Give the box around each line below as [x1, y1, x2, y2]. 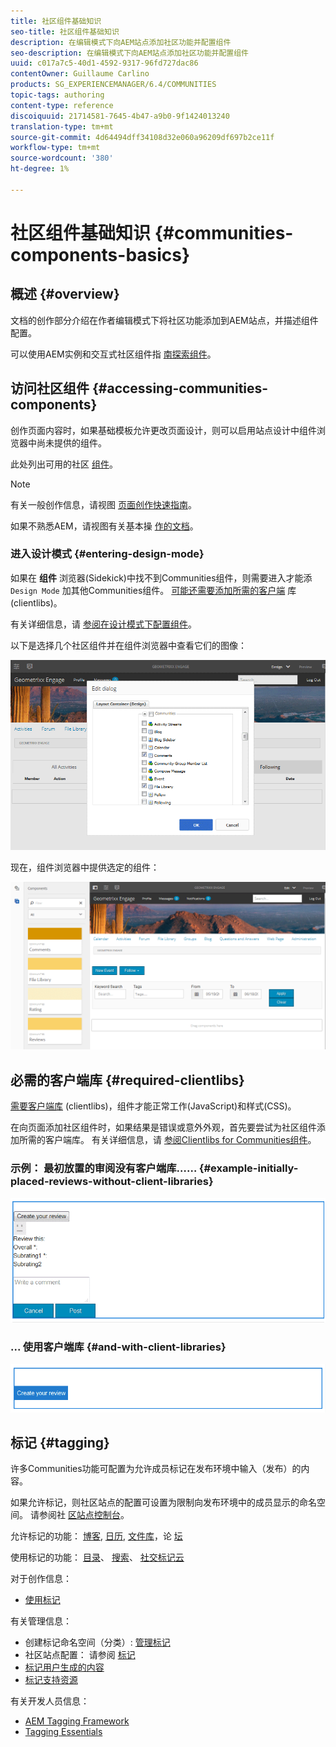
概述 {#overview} [10, 286, 120, 303]
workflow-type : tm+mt [10, 143, 101, 153]
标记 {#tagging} [10, 1434, 110, 1451]
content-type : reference [10, 100, 114, 110]
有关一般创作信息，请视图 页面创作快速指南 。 [10, 498, 197, 510]
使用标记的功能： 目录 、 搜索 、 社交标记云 [10, 1551, 185, 1564]
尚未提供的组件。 [36, 436, 107, 449]
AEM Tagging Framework [24, 1715, 130, 1727]
